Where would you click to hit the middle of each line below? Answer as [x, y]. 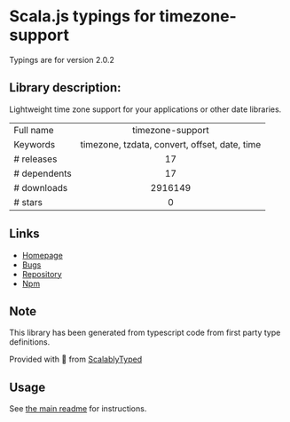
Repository [42, 274]
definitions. [30, 342]
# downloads [41, 187]
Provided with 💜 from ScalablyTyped [76, 359]
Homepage [43, 255]
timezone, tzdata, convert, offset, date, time [171, 144]
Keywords [35, 144]
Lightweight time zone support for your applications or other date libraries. [145, 109]
